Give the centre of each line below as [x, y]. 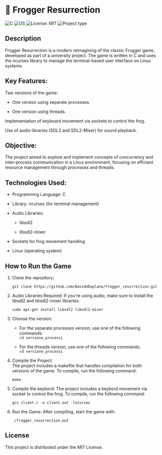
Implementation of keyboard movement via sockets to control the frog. [75, 121]
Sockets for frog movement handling [48, 242]
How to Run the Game [38, 266]
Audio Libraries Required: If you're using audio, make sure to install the [82, 296]
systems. [14, 65]
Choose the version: [32, 319]
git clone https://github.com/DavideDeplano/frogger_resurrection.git [85, 287]
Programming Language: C [39, 195]
